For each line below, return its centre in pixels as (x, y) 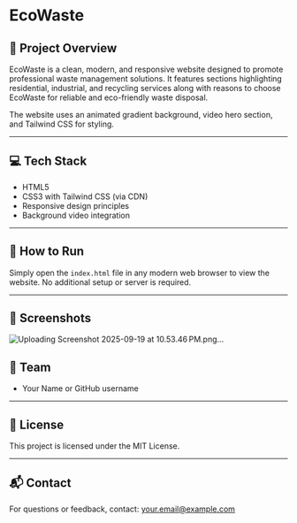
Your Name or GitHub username (80, 388)
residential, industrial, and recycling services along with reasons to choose (145, 88)
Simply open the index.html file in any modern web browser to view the (140, 273)
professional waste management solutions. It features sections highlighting (146, 79)
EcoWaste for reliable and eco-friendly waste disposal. (109, 97)
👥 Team (30, 367)
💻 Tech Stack (48, 162)
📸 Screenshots (50, 318)
